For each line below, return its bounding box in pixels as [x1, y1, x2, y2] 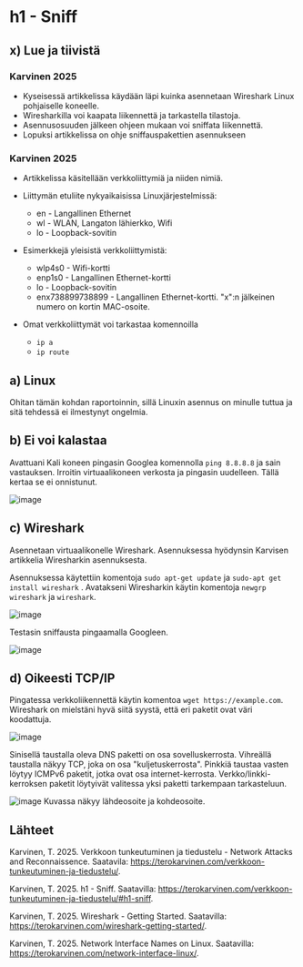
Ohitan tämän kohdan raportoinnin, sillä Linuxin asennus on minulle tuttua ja [9, 396, 293, 407]
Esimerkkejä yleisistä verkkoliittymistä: [22, 245, 167, 256]
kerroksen [9, 779, 47, 789]
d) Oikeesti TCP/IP [9, 671, 116, 686]
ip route [35, 348, 70, 357]
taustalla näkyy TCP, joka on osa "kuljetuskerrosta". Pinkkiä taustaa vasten [9, 758, 289, 770]
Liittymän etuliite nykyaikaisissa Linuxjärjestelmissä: [22, 190, 217, 201]
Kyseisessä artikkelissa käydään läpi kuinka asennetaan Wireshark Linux [22, 90, 295, 101]
